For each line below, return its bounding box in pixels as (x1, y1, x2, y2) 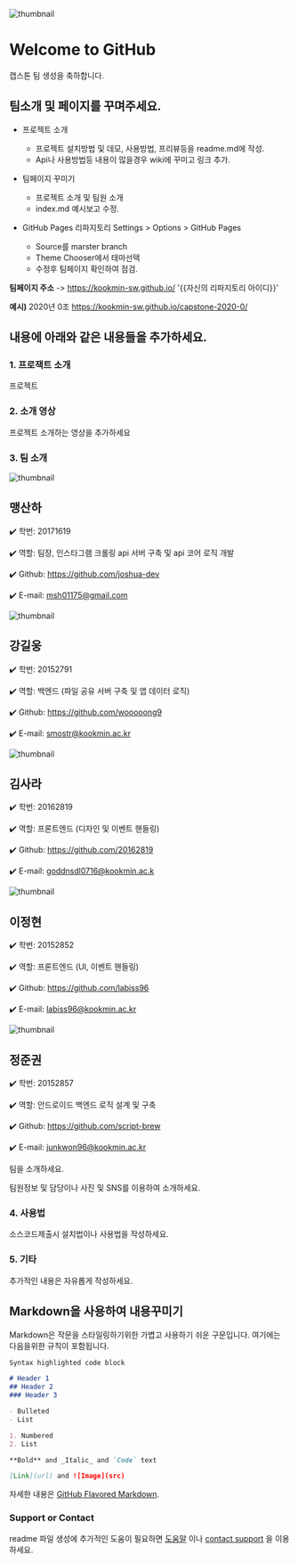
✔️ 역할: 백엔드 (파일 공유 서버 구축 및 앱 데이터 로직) (9, 685, 190, 696)
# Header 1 (9, 1374, 50, 1383)
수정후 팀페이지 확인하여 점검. (35, 263, 138, 274)
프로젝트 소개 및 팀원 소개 (35, 192, 125, 202)
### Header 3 (9, 1391, 58, 1400)
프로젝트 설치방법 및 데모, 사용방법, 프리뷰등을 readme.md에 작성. (35, 143, 265, 153)
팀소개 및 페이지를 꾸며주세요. (9, 99, 162, 114)
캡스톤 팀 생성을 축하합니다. (9, 70, 105, 80)
